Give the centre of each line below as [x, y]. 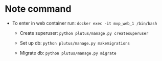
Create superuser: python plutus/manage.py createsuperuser [84, 33]
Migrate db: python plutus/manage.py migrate [68, 53]
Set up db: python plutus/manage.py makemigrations [75, 43]
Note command [38, 9]
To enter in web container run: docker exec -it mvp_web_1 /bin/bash [85, 23]
